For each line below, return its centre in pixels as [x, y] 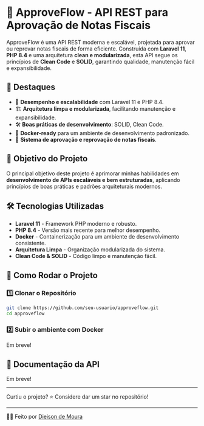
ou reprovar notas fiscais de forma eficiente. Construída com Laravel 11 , [97, 49]
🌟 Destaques [31, 87]
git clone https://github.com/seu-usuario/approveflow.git [83, 308]
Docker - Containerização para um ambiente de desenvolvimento [97, 237]
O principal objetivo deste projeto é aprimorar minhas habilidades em [93, 173]
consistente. [31, 243]
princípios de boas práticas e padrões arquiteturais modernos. [84, 186]
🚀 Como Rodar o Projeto [52, 275]
